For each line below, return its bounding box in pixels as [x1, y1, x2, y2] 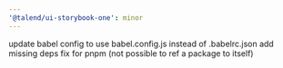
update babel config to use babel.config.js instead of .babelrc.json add [8, 38, 274, 49]
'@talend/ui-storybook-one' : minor [8, 13, 144, 23]
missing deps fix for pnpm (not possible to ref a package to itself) [8, 47, 254, 59]
